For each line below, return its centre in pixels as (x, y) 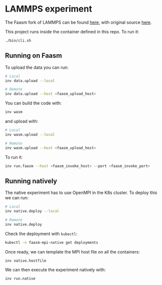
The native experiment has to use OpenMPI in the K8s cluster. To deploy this (81, 193)
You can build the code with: (33, 103)
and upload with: (22, 121)
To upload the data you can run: (37, 67)
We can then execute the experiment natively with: (55, 270)
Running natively (31, 181)
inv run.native (20, 279)
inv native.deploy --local (32, 211)
